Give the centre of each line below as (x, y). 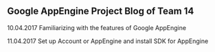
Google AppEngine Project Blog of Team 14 (101, 11)
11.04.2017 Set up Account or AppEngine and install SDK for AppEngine (108, 41)
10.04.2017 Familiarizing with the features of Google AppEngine (97, 27)
